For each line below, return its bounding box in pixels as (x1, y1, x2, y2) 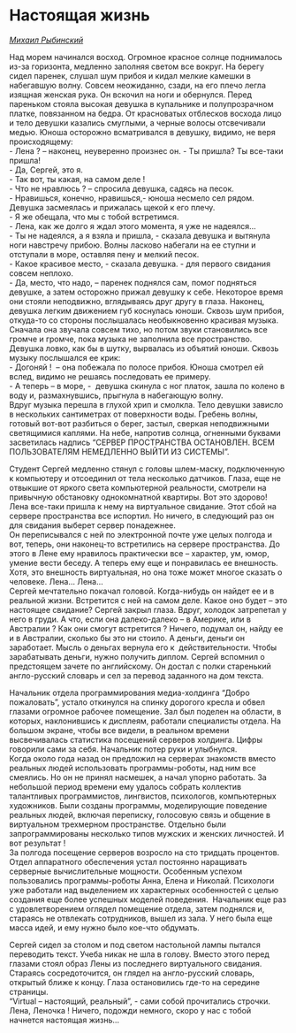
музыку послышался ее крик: (9, 352, 121, 363)
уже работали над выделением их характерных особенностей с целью (9, 884, 279, 895)
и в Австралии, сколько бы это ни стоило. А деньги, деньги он (9, 632, 246, 643)
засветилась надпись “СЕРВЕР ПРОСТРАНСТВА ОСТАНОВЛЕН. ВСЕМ (9, 437, 276, 448)
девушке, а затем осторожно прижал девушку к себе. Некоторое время (9, 287, 284, 297)
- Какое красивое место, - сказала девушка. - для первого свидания (9, 258, 271, 269)
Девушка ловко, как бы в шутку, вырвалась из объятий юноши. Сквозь (9, 342, 279, 354)
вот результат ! (9, 838, 66, 848)
